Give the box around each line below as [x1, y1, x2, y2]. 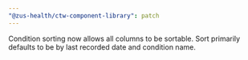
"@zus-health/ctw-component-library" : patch [8, 11, 160, 20]
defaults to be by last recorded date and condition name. [8, 42, 197, 52]
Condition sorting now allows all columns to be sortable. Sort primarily [8, 34, 241, 43]
